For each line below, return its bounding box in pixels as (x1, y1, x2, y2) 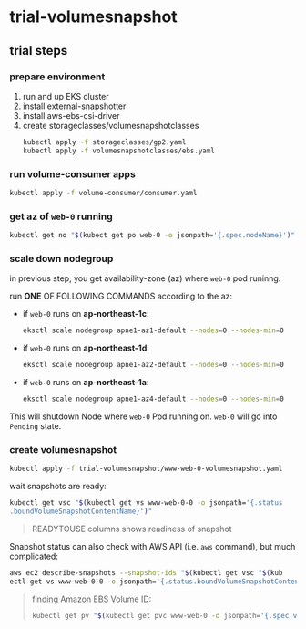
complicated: (9, 550, 59, 561)
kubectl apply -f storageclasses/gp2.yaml (22, 137, 187, 147)
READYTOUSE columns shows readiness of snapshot (31, 523, 232, 534)
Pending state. (9, 420, 62, 431)
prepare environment (9, 70, 106, 83)
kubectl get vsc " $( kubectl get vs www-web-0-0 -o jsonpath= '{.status (9, 498, 283, 508)
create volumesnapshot (9, 443, 117, 456)
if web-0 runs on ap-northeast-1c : (22, 309, 149, 320)
